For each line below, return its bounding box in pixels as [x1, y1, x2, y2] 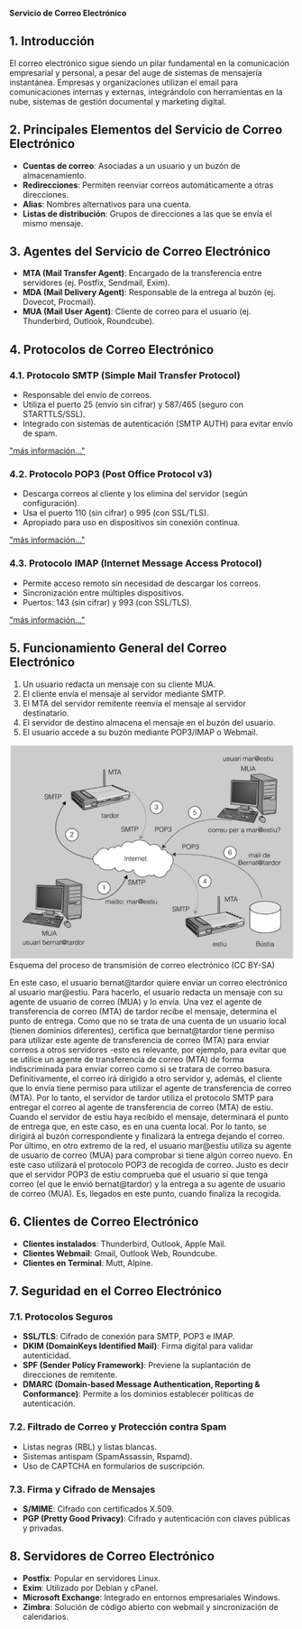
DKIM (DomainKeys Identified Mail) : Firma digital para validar [22, 1340, 254, 1352]
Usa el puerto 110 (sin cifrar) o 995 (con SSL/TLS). [22, 507, 209, 518]
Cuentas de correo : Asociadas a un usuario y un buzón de [22, 160, 241, 171]
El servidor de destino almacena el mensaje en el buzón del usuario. [22, 717, 276, 727]
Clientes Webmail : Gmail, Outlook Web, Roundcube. [22, 1247, 218, 1258]
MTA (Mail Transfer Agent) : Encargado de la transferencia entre [22, 268, 262, 279]
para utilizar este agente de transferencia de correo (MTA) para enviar [9, 1034, 270, 1045]
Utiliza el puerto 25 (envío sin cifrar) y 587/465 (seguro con [22, 399, 244, 410]
